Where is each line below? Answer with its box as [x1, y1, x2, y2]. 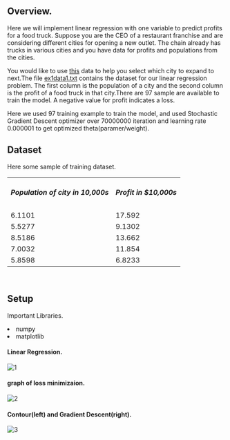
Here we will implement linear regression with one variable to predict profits [7, 23, 222, 32]
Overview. [7, 6, 52, 17]
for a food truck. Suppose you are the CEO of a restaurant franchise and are [7, 31, 223, 39]
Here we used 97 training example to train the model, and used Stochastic [7, 109, 218, 117]
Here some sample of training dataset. [7, 162, 116, 171]
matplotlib [16, 332, 44, 341]
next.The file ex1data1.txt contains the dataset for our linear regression [7, 74, 207, 82]
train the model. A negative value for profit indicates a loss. [7, 96, 175, 104]
